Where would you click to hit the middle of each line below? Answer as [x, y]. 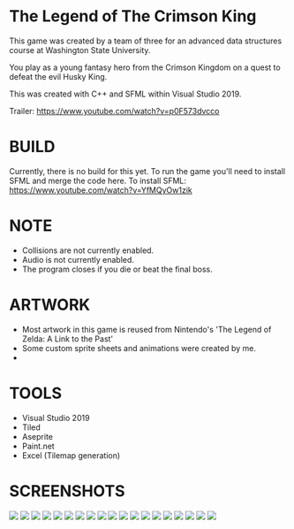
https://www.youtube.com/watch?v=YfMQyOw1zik [101, 190]
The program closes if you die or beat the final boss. [117, 269]
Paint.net [38, 446]
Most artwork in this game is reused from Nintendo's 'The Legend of [147, 329]
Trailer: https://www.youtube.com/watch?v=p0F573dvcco [114, 111]
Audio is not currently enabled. [78, 259]
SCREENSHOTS [67, 491]
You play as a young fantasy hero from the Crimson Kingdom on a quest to [145, 67]
